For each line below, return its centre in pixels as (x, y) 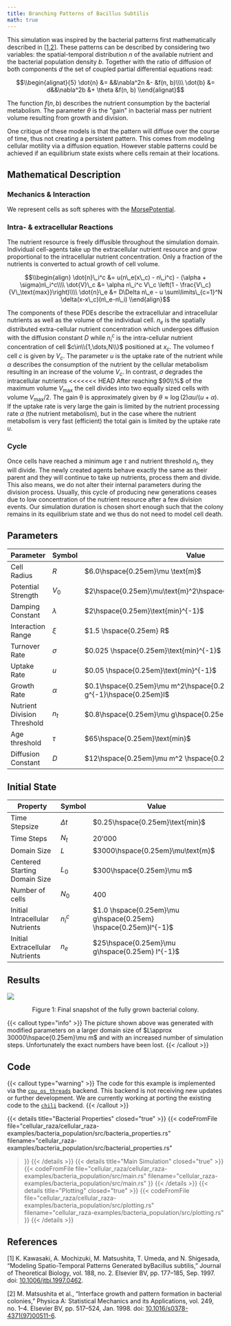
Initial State (32, 787)
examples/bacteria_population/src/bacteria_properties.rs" (89, 1134)
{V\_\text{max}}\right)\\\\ (43, 292)
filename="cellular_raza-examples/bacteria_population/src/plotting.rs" (124, 1213)
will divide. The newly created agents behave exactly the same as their (107, 470)
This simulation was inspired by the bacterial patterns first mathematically (112, 39)
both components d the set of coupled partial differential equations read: (110, 69)
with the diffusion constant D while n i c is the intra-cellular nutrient (100, 338)
